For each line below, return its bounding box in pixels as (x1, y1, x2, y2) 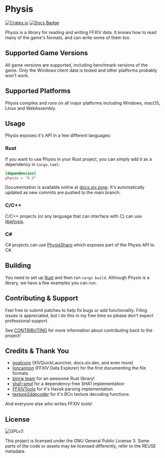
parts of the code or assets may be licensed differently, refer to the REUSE (5, 443, 156, 449)
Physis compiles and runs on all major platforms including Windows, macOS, (5, 100, 161, 106)
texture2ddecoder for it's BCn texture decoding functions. (12, 391, 131, 397)
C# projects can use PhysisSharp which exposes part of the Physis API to (5, 242, 155, 248)
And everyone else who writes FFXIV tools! (5, 401, 93, 407)
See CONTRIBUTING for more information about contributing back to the (5, 327, 153, 333)
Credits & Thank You (5, 347, 69, 355)
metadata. (5, 448, 26, 455)
